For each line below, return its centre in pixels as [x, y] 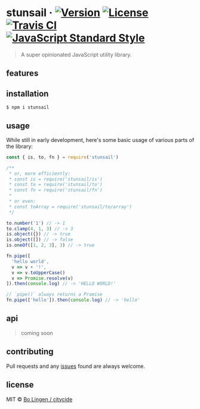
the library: [19, 146]
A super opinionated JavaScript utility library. [76, 54]
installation [27, 93]
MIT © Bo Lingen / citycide [39, 399]
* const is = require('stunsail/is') [56, 179]
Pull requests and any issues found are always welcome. [76, 366]
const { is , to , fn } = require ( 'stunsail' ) [62, 157]
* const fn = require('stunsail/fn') [56, 190]
